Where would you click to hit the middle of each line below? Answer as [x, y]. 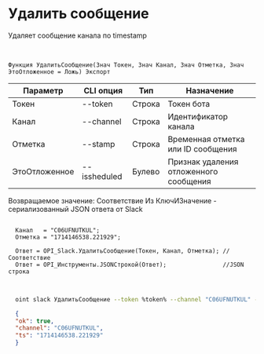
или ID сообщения [202, 148]
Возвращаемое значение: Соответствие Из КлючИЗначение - [113, 200]
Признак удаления [203, 162]
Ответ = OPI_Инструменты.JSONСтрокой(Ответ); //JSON [130, 265]
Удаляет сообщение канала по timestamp [78, 35]
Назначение [210, 90]
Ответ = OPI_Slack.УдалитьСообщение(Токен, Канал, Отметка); [117, 251]
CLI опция [103, 90]
